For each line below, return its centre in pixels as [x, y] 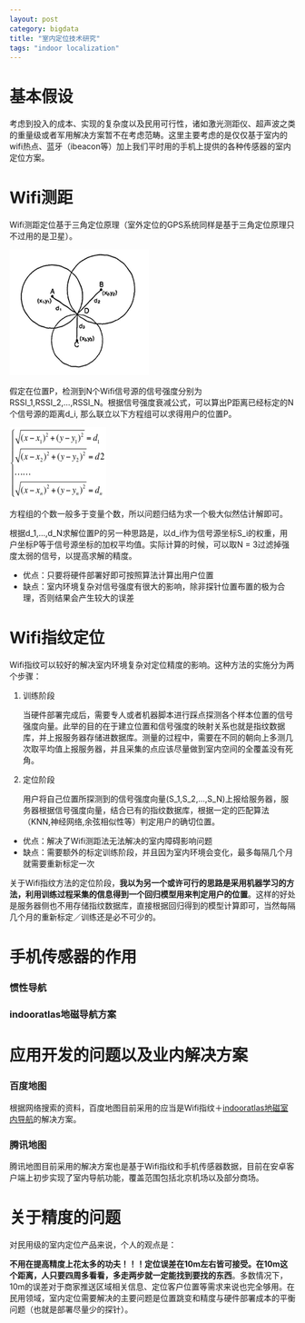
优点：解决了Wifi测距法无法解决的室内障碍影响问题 [118, 841]
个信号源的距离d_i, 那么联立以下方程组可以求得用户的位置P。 [123, 414]
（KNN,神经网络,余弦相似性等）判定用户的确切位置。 [121, 821]
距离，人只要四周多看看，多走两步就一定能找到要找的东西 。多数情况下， [152, 1275]
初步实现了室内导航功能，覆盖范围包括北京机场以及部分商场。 [148, 1178]
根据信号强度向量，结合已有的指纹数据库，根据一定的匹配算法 [154, 811]
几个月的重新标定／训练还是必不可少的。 [85, 917]
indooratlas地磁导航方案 [63, 1015]
